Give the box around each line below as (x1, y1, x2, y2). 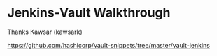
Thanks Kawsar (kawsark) (7, 28, 83, 36)
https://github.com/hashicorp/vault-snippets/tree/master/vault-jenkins (7, 41, 210, 49)
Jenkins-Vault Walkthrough (7, 5, 171, 21)
